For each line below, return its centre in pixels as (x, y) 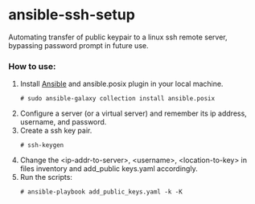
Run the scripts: (46, 177)
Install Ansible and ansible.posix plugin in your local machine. (121, 84)
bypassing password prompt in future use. (78, 45)
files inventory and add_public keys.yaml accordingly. (109, 169)
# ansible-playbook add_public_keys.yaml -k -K (101, 192)
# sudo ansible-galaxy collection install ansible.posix (117, 99)
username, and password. (63, 122)
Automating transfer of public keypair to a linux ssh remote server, (118, 37)
